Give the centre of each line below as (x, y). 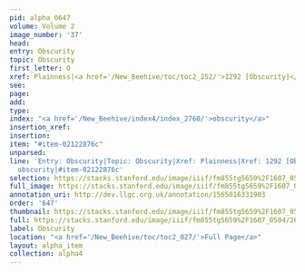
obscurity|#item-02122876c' (71, 170)
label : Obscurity (42, 228)
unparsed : (28, 152)
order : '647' (34, 204)
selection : (30, 178)
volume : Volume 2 (42, 26)
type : (20, 111)
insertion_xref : (40, 128)
